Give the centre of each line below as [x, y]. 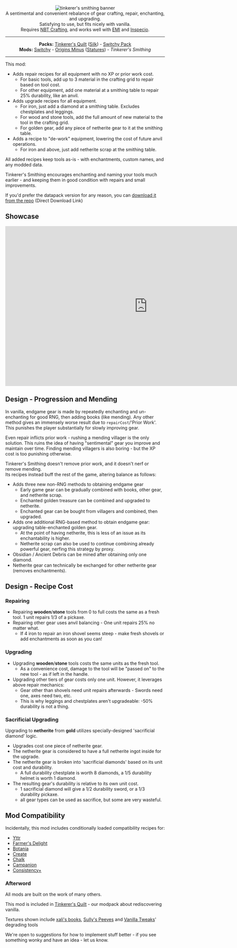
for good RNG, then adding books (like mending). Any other [92, 417]
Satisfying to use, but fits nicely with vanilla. [85, 24]
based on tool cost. [40, 85]
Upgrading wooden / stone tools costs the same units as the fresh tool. [86, 663]
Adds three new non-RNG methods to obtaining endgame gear [78, 484]
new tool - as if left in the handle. [54, 674]
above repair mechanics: [38, 684]
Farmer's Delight [30, 843]
